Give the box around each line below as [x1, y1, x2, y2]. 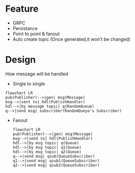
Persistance [12, 25, 38, 31]
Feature [5, 3, 39, 15]
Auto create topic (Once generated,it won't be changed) [12, 36, 131, 42]
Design [5, 54, 36, 66]
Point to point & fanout [12, 31, 60, 37]
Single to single [12, 80, 45, 86]
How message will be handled [5, 71, 69, 77]
